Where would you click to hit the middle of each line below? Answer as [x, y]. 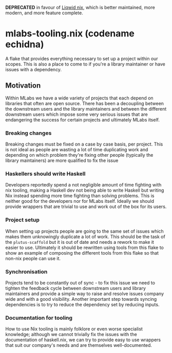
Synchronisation [26, 272]
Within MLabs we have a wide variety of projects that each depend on [79, 98]
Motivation [23, 86]
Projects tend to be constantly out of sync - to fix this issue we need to [80, 283]
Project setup [22, 220]
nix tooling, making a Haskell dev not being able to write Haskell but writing [85, 190]
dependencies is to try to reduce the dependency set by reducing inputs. [82, 304]
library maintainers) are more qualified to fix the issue [62, 160]
